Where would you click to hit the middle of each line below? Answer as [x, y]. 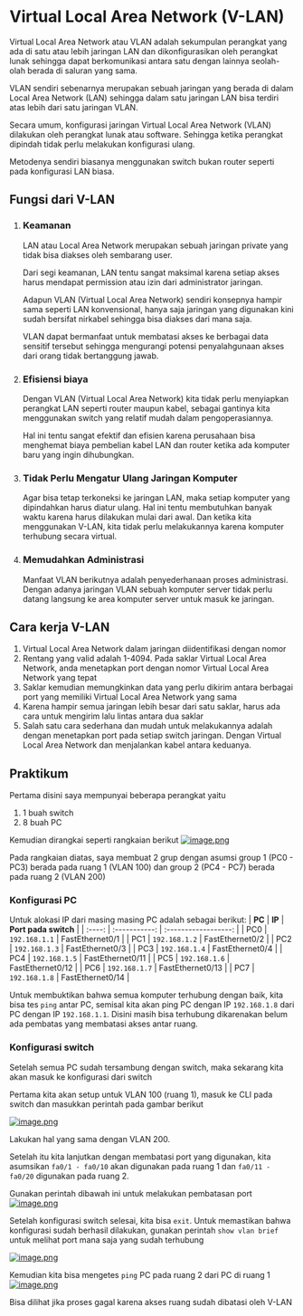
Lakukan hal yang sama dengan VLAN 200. [90, 1139]
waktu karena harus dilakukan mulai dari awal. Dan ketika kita [137, 517]
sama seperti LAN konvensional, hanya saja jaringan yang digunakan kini [158, 309]
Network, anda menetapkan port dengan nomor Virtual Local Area [146, 668]
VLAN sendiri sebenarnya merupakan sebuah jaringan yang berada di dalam [151, 88]
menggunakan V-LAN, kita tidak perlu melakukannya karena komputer [153, 527]
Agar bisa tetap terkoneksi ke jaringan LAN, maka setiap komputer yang [156, 498]
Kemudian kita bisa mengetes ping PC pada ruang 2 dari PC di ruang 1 [140, 1274]
